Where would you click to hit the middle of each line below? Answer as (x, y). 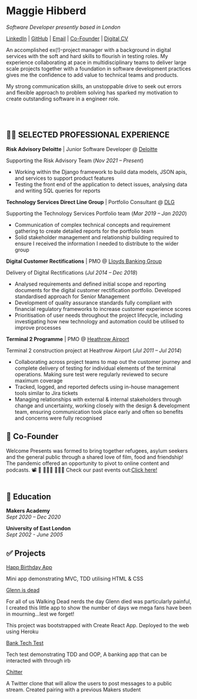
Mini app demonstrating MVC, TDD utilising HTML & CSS (75, 579)
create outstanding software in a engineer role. (63, 99)
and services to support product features (64, 178)
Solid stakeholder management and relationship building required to (97, 237)
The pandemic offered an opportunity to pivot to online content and (88, 463)
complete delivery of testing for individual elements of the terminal (95, 368)
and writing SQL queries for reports (58, 190)
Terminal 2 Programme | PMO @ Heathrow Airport (68, 339)
